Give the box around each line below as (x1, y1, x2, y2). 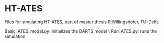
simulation (4, 33, 26, 39)
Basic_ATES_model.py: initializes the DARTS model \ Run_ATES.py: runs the (4, 28, 157, 34)
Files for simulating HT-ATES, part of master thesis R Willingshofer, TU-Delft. (4, 19, 160, 25)
